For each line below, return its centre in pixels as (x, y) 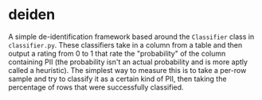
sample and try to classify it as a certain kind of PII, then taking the (117, 79)
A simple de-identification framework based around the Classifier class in (131, 37)
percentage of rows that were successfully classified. (96, 87)
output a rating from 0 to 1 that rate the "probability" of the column (117, 53)
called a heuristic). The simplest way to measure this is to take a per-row (127, 70)
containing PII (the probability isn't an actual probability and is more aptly (128, 62)
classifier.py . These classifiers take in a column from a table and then (125, 44)
